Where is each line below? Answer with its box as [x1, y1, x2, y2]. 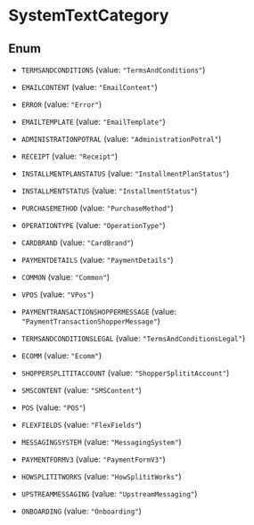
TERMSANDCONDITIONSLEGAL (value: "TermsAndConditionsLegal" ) [20, 333, 246, 343]
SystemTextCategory [8, 5, 169, 26]
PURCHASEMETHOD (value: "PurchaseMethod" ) [20, 202, 175, 213]
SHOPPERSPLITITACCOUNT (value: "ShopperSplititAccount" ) [20, 367, 230, 378]
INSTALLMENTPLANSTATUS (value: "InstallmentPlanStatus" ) [20, 168, 230, 178]
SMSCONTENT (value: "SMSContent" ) [20, 385, 142, 395]
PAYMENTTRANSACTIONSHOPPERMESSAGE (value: [20, 307, 177, 316]
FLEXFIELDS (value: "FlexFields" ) [20, 420, 142, 430]
